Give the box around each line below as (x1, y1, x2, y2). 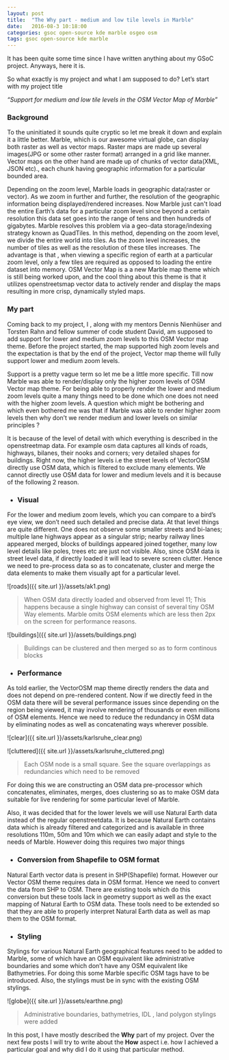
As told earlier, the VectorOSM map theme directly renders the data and (7, 684, 209, 692)
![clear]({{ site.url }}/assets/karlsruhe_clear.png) (7, 733, 142, 742)
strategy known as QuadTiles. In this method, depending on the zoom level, (7, 229, 220, 237)
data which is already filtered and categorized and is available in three (7, 823, 204, 832)
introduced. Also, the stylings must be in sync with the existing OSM (7, 976, 200, 985)
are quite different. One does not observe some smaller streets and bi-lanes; (7, 526, 223, 534)
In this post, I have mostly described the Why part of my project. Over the (7, 1030, 215, 1039)
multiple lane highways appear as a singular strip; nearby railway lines (7, 532, 205, 541)
